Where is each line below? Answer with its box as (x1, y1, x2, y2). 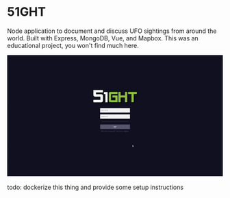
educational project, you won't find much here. (7, 41, 139, 49)
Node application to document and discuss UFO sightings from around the (7, 27, 217, 35)
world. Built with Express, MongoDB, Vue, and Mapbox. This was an (7, 34, 199, 42)
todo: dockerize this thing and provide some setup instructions (7, 183, 183, 192)
